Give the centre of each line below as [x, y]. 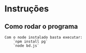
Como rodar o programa [41, 26]
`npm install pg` [31, 42]
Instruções [27, 9]
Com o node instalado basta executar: [43, 37]
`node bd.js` [26, 46]
